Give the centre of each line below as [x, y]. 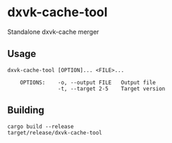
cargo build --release [41, 126]
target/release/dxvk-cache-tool [55, 132]
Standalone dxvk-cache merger [53, 32]
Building [26, 110]
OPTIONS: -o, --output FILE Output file [88, 82]
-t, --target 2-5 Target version [111, 89]
